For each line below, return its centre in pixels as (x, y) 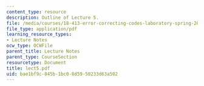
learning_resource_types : (39, 35)
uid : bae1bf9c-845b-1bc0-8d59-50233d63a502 (62, 74)
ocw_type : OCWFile (29, 46)
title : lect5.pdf (28, 68)
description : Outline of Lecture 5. (53, 18)
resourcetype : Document (36, 62)
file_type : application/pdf (42, 29)
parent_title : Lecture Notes (43, 51)
